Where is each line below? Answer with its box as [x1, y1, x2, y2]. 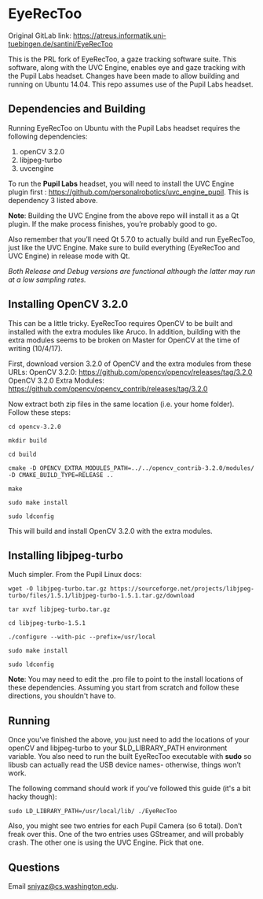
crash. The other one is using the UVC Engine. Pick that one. [8, 838, 204, 847]
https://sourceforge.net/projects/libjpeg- [109, 585, 255, 593]
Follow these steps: [8, 407, 71, 417]
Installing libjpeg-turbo [8, 549, 124, 562]
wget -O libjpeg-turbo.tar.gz [8, 585, 108, 593]
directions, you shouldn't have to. [8, 691, 116, 701]
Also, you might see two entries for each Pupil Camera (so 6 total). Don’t [8, 821, 243, 831]
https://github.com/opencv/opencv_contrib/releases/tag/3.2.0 [8, 383, 208, 394]
